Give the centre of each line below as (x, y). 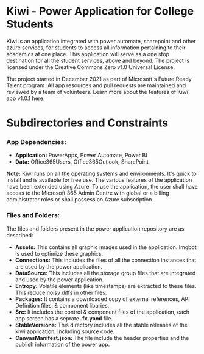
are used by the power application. (58, 266)
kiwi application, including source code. (65, 331)
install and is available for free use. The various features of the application (99, 180)
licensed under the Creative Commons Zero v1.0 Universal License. (91, 67)
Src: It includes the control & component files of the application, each (102, 312)
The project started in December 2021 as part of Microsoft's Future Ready (99, 79)
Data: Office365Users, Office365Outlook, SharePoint (82, 162)
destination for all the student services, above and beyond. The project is (98, 60)
